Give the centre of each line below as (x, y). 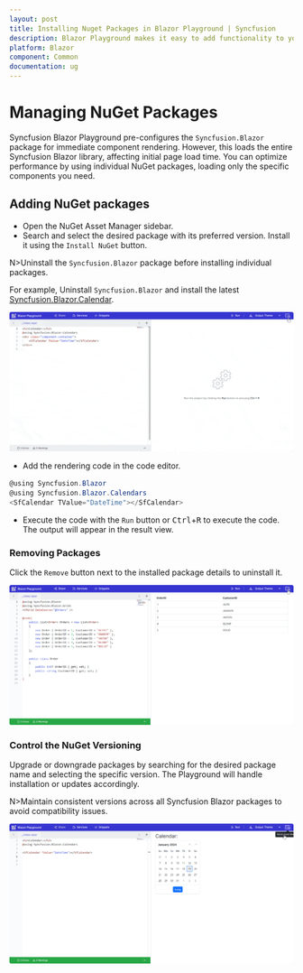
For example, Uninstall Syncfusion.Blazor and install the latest (124, 290)
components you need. (52, 175)
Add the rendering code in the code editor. (101, 466)
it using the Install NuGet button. (85, 245)
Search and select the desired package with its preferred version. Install (156, 236)
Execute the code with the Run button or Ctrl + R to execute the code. (151, 520)
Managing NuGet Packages (114, 112)
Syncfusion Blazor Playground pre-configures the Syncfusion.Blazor (137, 137)
